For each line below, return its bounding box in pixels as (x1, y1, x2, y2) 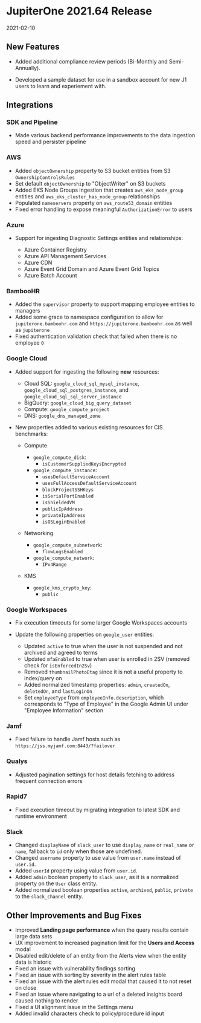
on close (14, 984, 37, 991)
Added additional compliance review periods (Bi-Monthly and (14, 57, 168, 65)
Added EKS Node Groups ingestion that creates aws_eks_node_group (14, 186, 184, 193)
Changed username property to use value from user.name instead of (14, 854, 181, 862)
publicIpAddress (42, 506, 83, 512)
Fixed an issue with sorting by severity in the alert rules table (14, 971, 167, 978)
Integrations (6, 100, 53, 110)
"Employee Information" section (24, 706, 104, 714)
